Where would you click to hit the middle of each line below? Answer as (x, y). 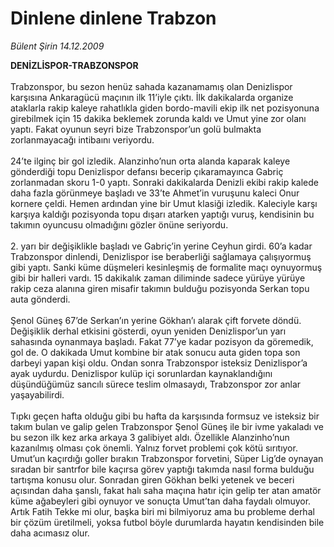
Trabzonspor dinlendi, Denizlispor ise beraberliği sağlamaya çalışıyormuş (161, 256)
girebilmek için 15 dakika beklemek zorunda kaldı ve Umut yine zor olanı (158, 118)
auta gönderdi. (40, 299)
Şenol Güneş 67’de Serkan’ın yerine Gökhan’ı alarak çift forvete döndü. (156, 320)
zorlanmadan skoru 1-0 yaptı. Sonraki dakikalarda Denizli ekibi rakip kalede (164, 182)
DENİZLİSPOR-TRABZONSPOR (74, 65)
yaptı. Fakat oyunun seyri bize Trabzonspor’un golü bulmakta (136, 129)
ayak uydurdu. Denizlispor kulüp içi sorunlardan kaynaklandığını (141, 373)
